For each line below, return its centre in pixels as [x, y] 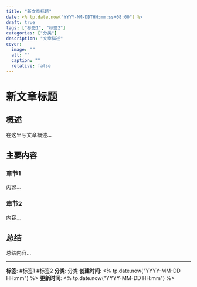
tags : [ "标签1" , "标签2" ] [36, 28]
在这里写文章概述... [29, 135]
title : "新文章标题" [29, 11]
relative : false [31, 66]
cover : [14, 44]
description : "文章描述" [35, 39]
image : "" [23, 50]
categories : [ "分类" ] [32, 33]
